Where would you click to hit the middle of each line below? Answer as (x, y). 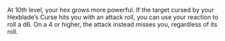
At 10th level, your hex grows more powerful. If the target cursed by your (111, 10)
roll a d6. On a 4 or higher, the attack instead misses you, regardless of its (112, 24)
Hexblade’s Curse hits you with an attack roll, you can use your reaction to (113, 17)
